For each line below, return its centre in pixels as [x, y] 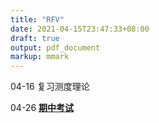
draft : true [35, 38]
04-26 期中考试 [42, 108]
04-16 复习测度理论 [50, 87]
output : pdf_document [55, 47]
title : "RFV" [37, 19]
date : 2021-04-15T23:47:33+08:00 [80, 29]
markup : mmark [40, 57]
